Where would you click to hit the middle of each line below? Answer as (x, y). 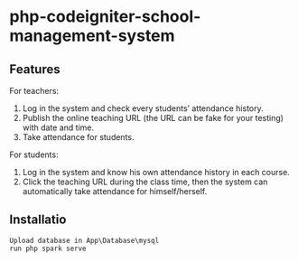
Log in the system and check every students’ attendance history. (143, 108)
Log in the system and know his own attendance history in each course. (156, 172)
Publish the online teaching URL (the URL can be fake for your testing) (153, 118)
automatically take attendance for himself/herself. (115, 191)
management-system (92, 36)
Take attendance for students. (78, 137)
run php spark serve (48, 248)
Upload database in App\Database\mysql (84, 240)
